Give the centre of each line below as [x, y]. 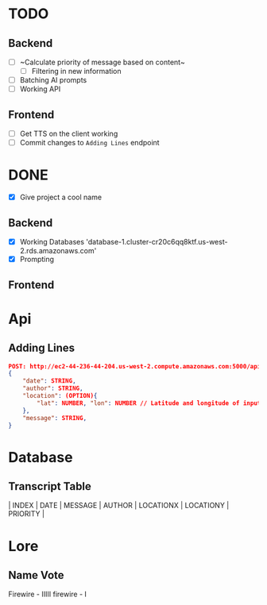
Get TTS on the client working [69, 134]
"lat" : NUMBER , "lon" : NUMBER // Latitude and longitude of [138, 403]
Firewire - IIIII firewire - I [48, 594]
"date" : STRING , [50, 381]
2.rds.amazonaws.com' [58, 251]
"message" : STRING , [55, 418]
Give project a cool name [60, 197]
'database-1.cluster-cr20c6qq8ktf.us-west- [157, 242]
